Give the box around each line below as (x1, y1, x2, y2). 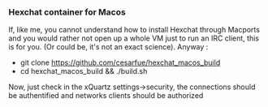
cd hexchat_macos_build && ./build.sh (19, 66, 148, 76)
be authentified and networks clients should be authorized (8, 91, 204, 101)
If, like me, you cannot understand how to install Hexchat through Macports (8, 25, 260, 35)
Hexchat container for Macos (8, 6, 126, 18)
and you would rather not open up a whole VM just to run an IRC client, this (8, 33, 260, 43)
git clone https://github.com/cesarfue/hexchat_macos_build (19, 58, 221, 67)
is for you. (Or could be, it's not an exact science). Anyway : (8, 42, 209, 52)
